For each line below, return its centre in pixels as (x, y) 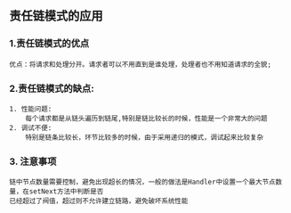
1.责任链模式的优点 (49, 44)
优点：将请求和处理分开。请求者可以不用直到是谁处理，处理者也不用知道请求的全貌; (140, 64)
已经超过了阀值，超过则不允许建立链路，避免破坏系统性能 (99, 201)
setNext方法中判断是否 (66, 192)
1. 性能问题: (31, 109)
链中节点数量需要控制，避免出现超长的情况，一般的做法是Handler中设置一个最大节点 (142, 182)
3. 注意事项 (33, 161)
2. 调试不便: (31, 127)
